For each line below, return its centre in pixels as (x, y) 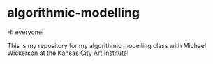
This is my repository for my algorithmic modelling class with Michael (107, 45)
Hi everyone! (25, 32)
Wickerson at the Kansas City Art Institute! (68, 53)
